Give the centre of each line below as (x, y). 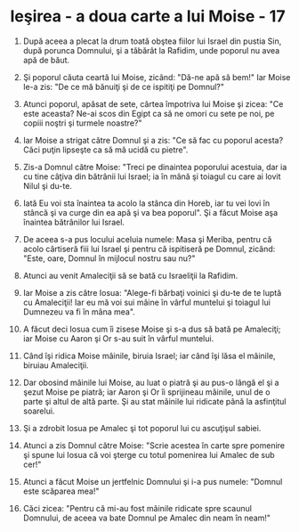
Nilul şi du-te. (47, 185)
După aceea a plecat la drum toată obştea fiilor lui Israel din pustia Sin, (152, 41)
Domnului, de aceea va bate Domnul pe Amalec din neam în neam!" (146, 518)
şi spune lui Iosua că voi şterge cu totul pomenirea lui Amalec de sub (149, 454)
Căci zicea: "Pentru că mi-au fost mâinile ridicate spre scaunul (137, 508)
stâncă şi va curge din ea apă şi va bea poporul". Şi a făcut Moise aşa (150, 212)
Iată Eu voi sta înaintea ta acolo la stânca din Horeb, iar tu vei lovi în (146, 203)
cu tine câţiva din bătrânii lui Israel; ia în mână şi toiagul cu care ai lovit (152, 176)
